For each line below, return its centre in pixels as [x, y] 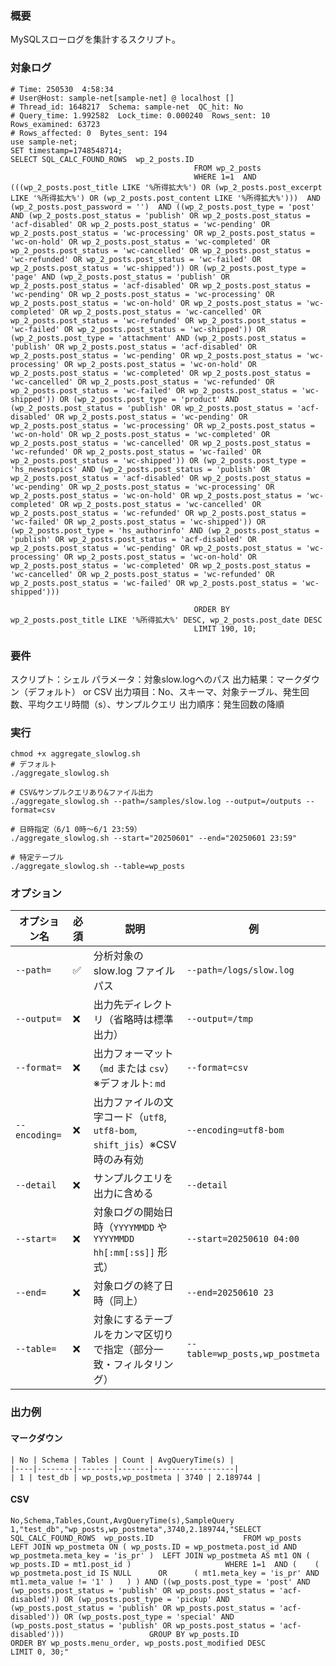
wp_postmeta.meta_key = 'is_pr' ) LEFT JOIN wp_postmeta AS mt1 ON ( [160, 1555]
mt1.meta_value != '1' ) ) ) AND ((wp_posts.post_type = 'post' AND [160, 1582]
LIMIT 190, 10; [225, 628]
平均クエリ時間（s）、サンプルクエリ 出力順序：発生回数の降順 [156, 704]
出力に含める [123, 1194]
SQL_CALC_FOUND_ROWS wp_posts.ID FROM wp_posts [156, 1538]
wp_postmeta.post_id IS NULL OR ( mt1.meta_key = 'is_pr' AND [165, 1573]
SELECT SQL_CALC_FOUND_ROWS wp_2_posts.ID [102, 159]
